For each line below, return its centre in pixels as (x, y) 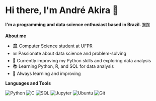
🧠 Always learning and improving (47, 74)
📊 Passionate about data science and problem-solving (69, 54)
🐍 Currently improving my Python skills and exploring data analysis (82, 61)
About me (16, 36)
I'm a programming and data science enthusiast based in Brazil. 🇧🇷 (77, 24)
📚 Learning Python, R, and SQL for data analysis (63, 66)
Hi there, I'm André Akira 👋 (62, 10)
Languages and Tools (28, 83)
